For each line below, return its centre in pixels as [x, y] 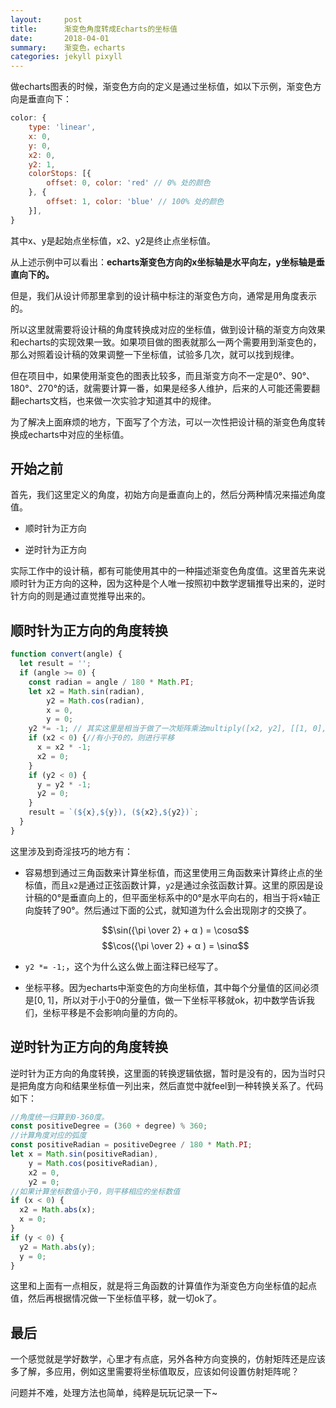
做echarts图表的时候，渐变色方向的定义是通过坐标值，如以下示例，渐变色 [161, 87]
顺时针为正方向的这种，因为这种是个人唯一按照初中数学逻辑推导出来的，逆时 [168, 583]
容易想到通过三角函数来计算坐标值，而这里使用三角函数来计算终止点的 [169, 872]
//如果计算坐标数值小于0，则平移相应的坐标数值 [95, 1191]
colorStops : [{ [60, 174]
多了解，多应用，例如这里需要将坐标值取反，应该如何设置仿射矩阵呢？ [155, 1372]
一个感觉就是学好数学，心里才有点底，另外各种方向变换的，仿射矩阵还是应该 [168, 1359]
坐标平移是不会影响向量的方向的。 [112, 1012]
